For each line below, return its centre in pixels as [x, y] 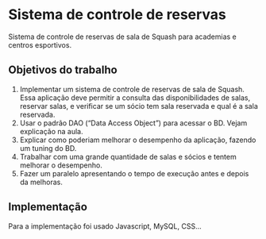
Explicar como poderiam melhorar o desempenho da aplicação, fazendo [138, 140]
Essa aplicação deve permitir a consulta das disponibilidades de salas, [135, 98]
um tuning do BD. [48, 148]
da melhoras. [41, 182]
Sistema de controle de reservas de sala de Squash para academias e [122, 37]
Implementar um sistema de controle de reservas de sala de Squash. [132, 89]
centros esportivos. [40, 44]
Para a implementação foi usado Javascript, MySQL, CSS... [105, 226]
